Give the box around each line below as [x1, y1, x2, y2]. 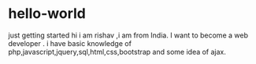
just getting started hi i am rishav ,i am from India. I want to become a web [8, 30, 248, 40]
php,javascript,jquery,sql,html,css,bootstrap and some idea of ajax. [8, 47, 227, 56]
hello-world [8, 5, 87, 23]
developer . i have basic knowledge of [8, 38, 132, 48]
